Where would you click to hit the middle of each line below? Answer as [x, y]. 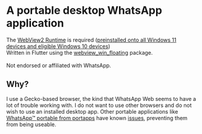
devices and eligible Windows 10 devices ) [58, 46]
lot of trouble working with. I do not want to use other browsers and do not [99, 105]
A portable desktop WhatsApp [84, 11]
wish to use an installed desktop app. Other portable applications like [92, 111]
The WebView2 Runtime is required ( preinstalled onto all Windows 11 [91, 40]
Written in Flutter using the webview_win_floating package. [80, 52]
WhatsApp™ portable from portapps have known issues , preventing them [97, 118]
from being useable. [31, 124]
